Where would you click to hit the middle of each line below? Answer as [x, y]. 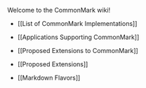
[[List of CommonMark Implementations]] [77, 23]
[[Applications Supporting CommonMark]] [78, 37]
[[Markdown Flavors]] [49, 78]
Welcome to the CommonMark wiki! [59, 10]
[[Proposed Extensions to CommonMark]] [78, 51]
